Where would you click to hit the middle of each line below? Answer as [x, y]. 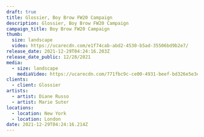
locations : [20, 108]
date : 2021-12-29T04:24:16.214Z [47, 125]
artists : [17, 91]
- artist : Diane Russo [40, 96]
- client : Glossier [36, 85]
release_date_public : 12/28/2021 [49, 57]
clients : [17, 79]
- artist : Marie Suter [40, 102]
